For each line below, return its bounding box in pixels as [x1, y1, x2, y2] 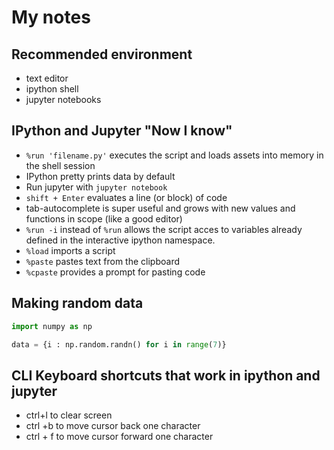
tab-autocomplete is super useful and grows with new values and [25, 202, 296, 214]
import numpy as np [11, 321, 93, 331]
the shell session [25, 159, 96, 171]
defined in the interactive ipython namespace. [25, 234, 216, 246]
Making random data [11, 295, 144, 312]
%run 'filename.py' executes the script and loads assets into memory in [25, 149, 324, 161]
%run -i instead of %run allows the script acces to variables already [25, 223, 303, 235]
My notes [11, 6, 91, 29]
